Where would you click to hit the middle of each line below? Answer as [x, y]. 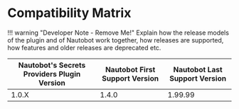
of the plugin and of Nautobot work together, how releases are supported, [116, 40]
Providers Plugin [52, 74]
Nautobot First [131, 69]
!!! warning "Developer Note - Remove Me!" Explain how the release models [118, 33]
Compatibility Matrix [69, 13]
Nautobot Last [198, 69]
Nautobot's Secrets [52, 65]
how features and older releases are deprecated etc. [84, 47]
